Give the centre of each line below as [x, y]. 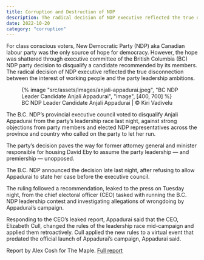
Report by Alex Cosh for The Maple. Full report [65, 251]
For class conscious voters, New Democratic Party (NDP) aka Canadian [96, 46]
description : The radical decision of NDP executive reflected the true [100, 18]
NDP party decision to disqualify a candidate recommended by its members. [102, 65]
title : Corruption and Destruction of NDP [61, 12]
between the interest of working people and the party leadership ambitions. [101, 78]
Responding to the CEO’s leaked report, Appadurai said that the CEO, [93, 219]
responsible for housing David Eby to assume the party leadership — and [98, 152]
